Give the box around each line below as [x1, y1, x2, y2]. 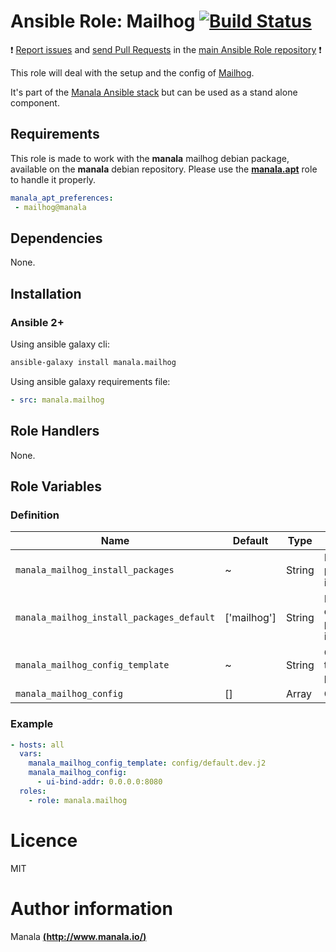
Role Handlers [10, 423, 100, 440]
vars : [19, 749, 43, 759]
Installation [10, 285, 82, 302]
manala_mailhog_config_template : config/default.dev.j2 [28, 758, 267, 769]
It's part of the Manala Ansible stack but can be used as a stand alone [10, 86, 298, 98]
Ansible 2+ [10, 315, 65, 329]
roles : [19, 786, 47, 796]
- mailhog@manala [14, 202, 87, 212]
